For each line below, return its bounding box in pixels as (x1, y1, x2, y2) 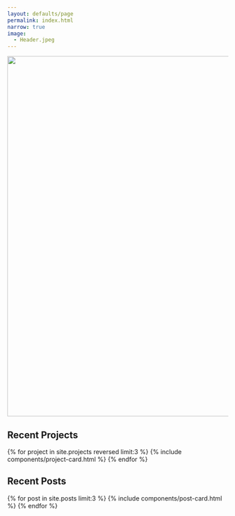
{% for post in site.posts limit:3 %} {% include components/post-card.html (7, 494, 222, 503)
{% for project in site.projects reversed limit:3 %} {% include (7, 447, 182, 456)
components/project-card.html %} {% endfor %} (7, 455, 148, 463)
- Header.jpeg (13, 37, 55, 44)
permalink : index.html (7, 17, 74, 24)
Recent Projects (7, 429, 79, 441)
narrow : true (7, 23, 46, 30)
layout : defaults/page (7, 10, 74, 18)
